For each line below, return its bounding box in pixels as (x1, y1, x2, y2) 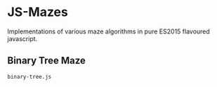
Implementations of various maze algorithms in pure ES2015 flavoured (7, 27, 211, 35)
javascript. (7, 34, 38, 42)
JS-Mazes (7, 4, 68, 20)
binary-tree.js (7, 73, 52, 80)
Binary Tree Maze (7, 55, 86, 67)
